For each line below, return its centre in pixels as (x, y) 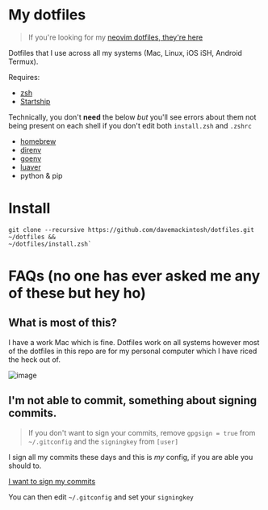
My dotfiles (47, 15)
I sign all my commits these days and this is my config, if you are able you (131, 457)
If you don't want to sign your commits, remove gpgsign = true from (142, 432)
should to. (25, 466)
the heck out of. (35, 359)
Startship (35, 101)
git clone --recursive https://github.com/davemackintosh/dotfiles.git (131, 230)
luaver (31, 166)
